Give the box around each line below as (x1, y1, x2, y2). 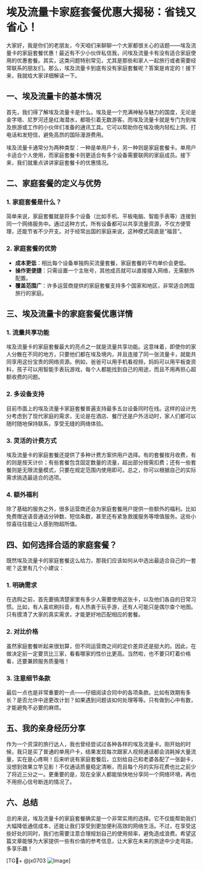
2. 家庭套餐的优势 (6, 244, 57, 253)
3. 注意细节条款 (6, 674, 51, 682)
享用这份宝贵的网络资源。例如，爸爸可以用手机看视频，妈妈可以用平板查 (11, 358, 191, 366)
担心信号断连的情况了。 (16, 778, 75, 785)
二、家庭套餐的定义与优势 (6, 179, 101, 189)
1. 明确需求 (6, 581, 37, 589)
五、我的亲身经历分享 (6, 723, 86, 734)
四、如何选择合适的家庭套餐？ (6, 539, 117, 550)
